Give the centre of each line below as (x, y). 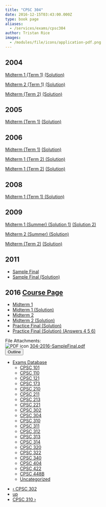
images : (13, 38)
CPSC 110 (30, 373)
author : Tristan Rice (28, 33)
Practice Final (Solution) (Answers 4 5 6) (54, 331)
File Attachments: (23, 341)
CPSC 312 (30, 431)
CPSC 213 (30, 399)
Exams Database (30, 362)
